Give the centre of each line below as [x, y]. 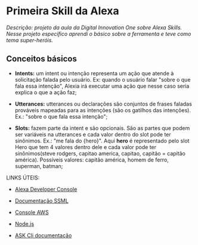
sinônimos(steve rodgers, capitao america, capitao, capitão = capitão [100, 153]
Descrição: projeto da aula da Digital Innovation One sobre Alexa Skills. [94, 27]
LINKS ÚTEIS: [23, 178]
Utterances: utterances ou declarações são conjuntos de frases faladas [103, 104]
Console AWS [32, 212]
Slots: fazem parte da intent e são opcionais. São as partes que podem [102, 128]
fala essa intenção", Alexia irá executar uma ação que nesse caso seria [102, 86]
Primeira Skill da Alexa [63, 11]
